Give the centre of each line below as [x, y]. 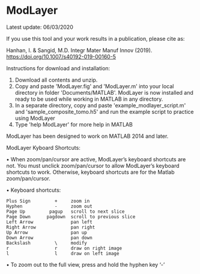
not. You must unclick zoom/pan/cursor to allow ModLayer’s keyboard [93, 165]
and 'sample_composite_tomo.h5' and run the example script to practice [104, 112]
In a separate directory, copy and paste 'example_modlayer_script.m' [100, 105]
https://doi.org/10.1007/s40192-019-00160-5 [61, 56]
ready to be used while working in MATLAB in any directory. [89, 99]
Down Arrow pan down [50, 237]
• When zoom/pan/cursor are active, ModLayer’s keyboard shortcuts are [96, 159]
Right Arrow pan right [51, 227]
